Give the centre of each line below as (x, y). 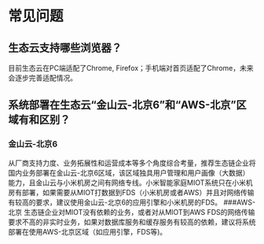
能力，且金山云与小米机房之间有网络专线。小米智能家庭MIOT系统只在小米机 (130, 183)
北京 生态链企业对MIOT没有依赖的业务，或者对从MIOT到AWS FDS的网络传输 (132, 212)
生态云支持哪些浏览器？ (65, 48)
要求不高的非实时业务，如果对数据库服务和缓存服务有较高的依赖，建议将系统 (132, 222)
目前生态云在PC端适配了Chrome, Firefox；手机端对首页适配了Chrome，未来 (131, 68)
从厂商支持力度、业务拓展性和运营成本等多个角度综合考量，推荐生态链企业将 (132, 163)
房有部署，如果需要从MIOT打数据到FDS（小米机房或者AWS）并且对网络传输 (131, 192)
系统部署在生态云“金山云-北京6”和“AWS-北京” (122, 105)
